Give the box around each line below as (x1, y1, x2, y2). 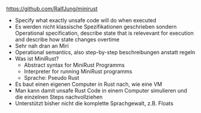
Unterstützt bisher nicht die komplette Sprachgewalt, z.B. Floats (14, 100, 173, 107)
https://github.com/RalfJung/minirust (6, 5, 98, 12)
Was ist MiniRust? (14, 55, 59, 62)
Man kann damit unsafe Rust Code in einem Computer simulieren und (14, 87, 188, 94)
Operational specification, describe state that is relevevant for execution (14, 29, 194, 37)
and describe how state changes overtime (14, 36, 120, 43)
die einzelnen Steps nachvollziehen (14, 93, 103, 100)
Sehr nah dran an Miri (14, 42, 69, 49)
